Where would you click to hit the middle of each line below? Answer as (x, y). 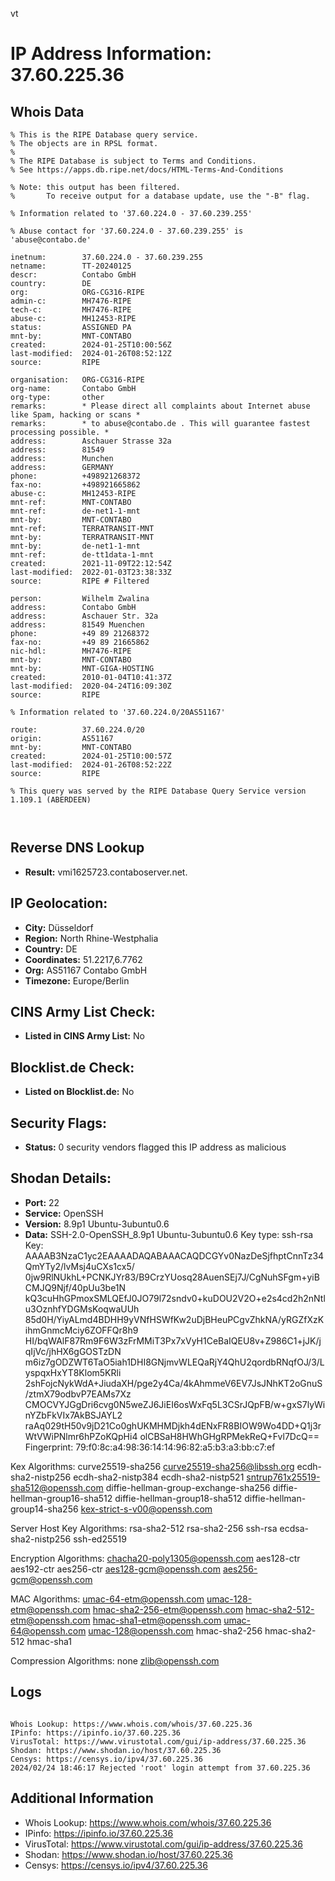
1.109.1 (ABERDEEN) (51, 800)
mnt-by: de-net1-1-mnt (75, 546)
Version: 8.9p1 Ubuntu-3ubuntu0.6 (97, 1224)
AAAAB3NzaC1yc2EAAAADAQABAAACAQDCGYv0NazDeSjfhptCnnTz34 (174, 1255)
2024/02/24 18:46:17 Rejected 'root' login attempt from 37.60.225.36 (160, 1768)
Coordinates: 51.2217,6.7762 (83, 959)
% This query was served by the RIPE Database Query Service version (158, 791)
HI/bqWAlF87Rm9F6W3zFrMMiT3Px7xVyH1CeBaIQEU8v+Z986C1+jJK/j (173, 1340)
